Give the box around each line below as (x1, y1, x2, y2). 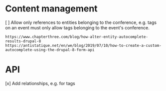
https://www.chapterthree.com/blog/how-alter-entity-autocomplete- (5, 34, 149, 39)
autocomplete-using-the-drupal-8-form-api (5, 47, 95, 52)
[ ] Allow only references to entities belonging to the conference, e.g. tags (5, 19, 157, 25)
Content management (5, 3, 98, 14)
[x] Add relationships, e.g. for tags (5, 80, 76, 86)
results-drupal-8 (5, 38, 41, 44)
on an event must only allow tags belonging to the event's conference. (5, 24, 150, 30)
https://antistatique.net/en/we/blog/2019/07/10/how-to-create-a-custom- (5, 43, 162, 48)
